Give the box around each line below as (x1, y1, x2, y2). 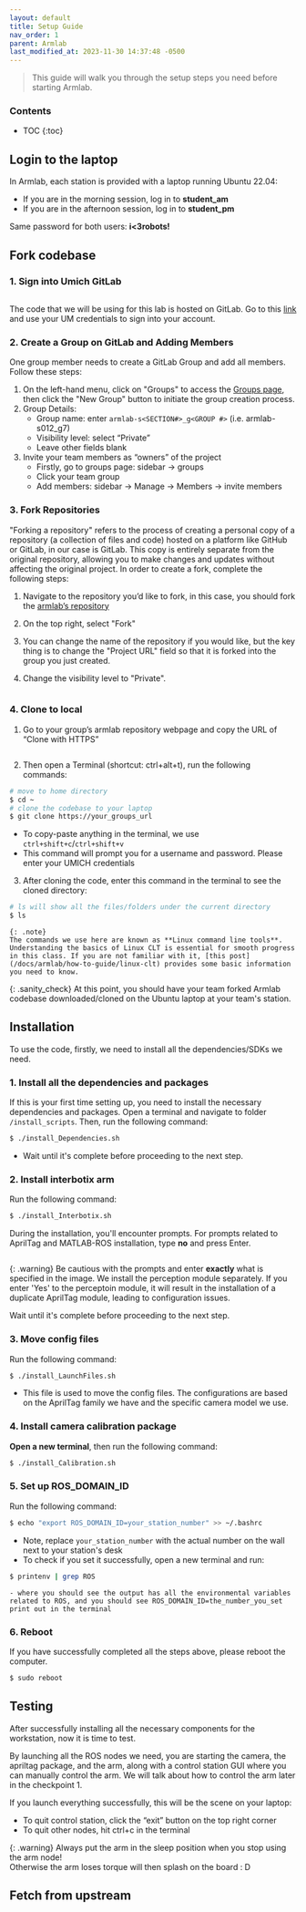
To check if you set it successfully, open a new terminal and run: (22, 1554, 265, 1565)
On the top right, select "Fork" (22, 617, 137, 629)
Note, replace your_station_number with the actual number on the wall (22, 1535, 285, 1545)
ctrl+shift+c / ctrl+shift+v (22, 838, 125, 849)
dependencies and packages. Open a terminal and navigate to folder (9, 1107, 267, 1118)
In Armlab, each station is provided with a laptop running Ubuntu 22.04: (9, 176, 278, 187)
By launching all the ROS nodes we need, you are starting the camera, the (9, 1750, 287, 1761)
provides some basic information (164, 959, 291, 969)
